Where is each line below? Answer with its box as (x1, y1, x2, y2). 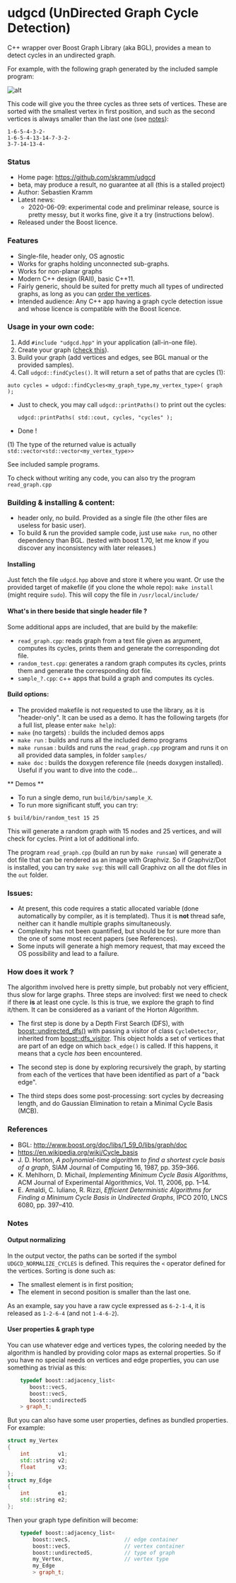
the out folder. (7, 870, 49, 879)
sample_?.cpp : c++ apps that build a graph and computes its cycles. (17, 674, 214, 682)
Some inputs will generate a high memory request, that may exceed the (17, 942, 226, 950)
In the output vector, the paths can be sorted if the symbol (7, 1251, 177, 1260)
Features (7, 235, 39, 245)
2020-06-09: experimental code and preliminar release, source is (28, 203, 220, 211)
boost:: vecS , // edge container (33, 1536, 179, 1543)
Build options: (7, 690, 49, 699)
